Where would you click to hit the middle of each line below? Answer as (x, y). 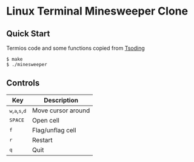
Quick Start (28, 34)
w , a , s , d (18, 110)
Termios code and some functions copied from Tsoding (75, 48)
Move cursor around (61, 110)
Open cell (46, 120)
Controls (23, 83)
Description (61, 100)
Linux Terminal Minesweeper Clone (97, 11)
